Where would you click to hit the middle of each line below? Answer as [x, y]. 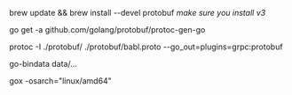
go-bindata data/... [43, 64]
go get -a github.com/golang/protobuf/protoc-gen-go [107, 29]
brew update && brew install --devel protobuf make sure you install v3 [138, 13]
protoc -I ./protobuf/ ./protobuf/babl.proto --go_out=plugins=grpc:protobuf [146, 47]
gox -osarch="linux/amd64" [61, 81]
